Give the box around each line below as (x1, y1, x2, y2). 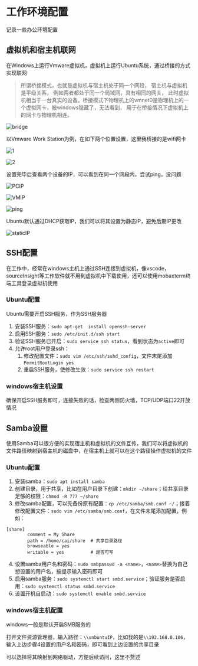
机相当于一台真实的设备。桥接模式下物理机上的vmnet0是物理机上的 (20, 96, 184, 103)
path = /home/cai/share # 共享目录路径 (27, 538, 123, 544)
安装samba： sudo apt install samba (14, 478, 105, 485)
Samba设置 (6, 423, 48, 433)
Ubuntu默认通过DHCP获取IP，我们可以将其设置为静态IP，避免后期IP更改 (6, 217, 182, 224)
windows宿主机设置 (6, 382, 63, 390)
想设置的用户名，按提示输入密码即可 (14, 568, 103, 575)
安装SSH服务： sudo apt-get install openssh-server (14, 322, 146, 329)
